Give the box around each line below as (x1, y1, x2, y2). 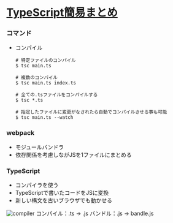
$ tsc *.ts (15, 97, 44, 104)
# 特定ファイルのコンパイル (15, 58, 76, 64)
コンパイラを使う (15, 181, 59, 189)
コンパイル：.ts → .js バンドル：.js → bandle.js (36, 210, 154, 217)
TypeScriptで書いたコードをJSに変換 (15, 189, 109, 197)
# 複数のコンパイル (15, 75, 58, 81)
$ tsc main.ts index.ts (15, 80, 77, 86)
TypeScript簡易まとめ (6, 6, 118, 20)
